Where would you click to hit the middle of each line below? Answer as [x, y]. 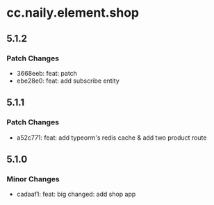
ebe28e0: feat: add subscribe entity [68, 81]
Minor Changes [33, 179]
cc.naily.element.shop [73, 13]
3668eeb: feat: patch [47, 73]
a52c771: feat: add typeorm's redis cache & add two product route [112, 138]
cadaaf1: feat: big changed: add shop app [76, 194]
